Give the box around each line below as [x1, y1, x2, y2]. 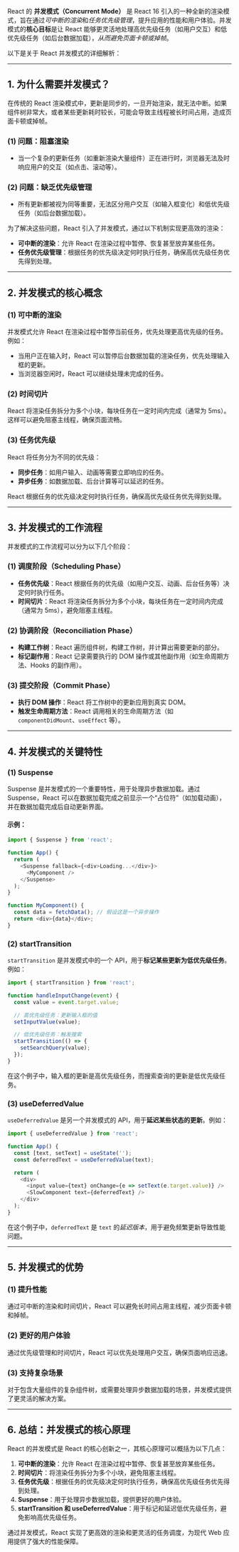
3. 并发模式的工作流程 [7, 521, 103, 534]
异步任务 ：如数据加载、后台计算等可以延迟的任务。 [17, 476, 168, 485]
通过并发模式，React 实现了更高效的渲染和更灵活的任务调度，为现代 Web [7, 1528, 222, 1536]
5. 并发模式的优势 [7, 1261, 84, 1273]
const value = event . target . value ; [14, 998, 119, 1006]
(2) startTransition [7, 938, 73, 948]
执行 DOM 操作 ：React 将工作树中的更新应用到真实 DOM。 [17, 698, 190, 706]
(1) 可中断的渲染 [7, 310, 62, 320]
